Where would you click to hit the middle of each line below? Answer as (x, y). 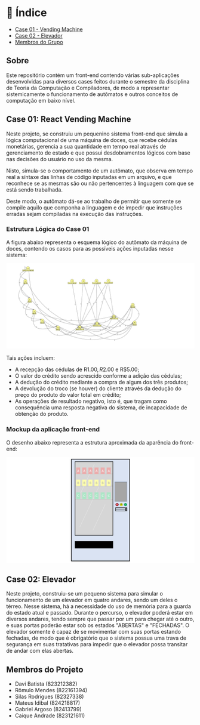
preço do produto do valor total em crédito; (68, 395)
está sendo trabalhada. (35, 189)
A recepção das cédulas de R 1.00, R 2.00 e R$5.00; (77, 369)
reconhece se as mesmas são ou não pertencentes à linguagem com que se (100, 183)
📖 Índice (27, 13)
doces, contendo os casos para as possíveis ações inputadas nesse (90, 248)
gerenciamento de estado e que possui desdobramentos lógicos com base (98, 153)
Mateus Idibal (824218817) (47, 703)
